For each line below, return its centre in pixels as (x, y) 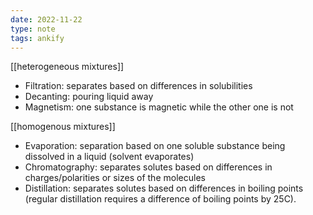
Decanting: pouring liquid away (89, 97)
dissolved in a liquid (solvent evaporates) (109, 157)
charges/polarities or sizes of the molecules (115, 178)
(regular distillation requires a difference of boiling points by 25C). (160, 199)
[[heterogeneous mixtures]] (67, 67)
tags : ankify (37, 38)
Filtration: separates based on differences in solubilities (138, 86)
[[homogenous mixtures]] (63, 127)
